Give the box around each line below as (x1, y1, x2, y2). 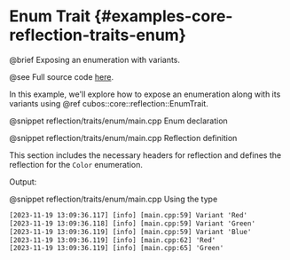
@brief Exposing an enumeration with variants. (9, 54, 180, 65)
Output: (9, 176, 37, 187)
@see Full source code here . (9, 71, 114, 82)
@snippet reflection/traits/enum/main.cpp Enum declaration (9, 115, 228, 126)
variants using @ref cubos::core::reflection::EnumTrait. (9, 98, 208, 108)
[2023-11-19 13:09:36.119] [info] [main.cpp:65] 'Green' (9, 244, 224, 253)
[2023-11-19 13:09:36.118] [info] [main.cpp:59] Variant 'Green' (9, 219, 255, 228)
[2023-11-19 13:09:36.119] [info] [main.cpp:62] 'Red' (9, 235, 216, 245)
